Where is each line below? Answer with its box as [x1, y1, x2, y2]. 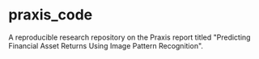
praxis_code [8, 6, 93, 24]
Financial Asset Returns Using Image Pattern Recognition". [8, 40, 204, 50]
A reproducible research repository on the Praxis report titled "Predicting [8, 32, 251, 42]
